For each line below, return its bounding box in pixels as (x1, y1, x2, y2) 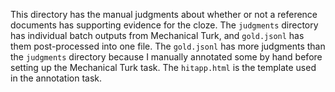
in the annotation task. (10, 72, 103, 84)
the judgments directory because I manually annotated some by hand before (10, 51, 323, 63)
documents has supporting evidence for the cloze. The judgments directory (10, 19, 319, 31)
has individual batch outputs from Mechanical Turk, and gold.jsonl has (10, 30, 305, 41)
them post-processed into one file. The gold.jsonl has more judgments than (10, 40, 326, 52)
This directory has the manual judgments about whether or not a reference (10, 9, 318, 20)
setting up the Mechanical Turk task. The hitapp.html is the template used (10, 62, 317, 73)
